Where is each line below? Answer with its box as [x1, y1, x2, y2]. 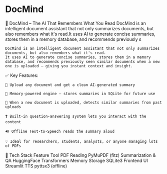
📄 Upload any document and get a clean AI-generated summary [5, 82, 135, 88]
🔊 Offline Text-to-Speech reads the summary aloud [5, 129, 115, 134]
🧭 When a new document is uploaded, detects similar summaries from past [5, 100, 162, 105]
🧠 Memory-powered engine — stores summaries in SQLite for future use [5, 91, 155, 96]
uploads [5, 104, 21, 109]
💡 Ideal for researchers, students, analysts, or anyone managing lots [5, 139, 158, 144]
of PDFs [5, 143, 21, 148]
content [5, 119, 21, 124]
